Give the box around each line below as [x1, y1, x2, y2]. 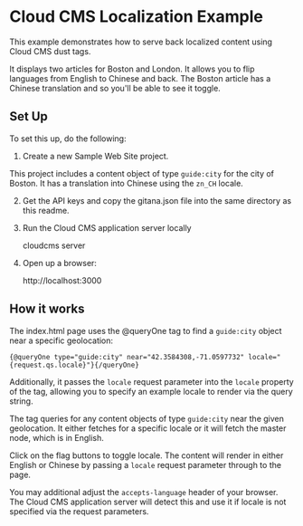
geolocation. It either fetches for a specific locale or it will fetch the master [9, 423, 287, 434]
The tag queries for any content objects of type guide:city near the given [9, 413, 285, 424]
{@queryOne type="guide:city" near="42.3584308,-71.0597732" [9, 352, 245, 361]
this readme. [22, 205, 70, 215]
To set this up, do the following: [9, 133, 127, 144]
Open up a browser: [22, 257, 98, 268]
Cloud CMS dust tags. [9, 45, 91, 56]
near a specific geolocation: [9, 335, 114, 346]
